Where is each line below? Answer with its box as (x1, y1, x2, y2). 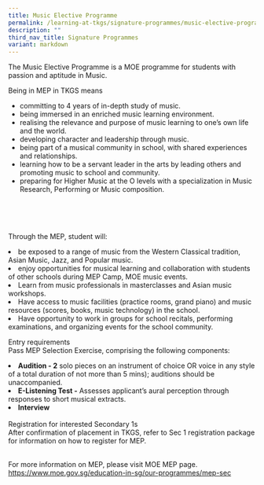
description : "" (8, 26, 61, 34)
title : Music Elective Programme (8, 11, 118, 20)
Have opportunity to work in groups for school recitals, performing (18, 314, 233, 323)
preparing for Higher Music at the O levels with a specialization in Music (19, 176, 253, 186)
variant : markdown (8, 41, 68, 49)
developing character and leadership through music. (19, 134, 190, 144)
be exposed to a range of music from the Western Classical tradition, (18, 247, 241, 256)
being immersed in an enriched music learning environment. (19, 109, 214, 119)
